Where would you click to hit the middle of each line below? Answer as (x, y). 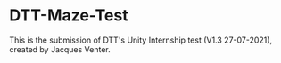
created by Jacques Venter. (60, 49)
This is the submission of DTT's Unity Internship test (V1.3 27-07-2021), (141, 40)
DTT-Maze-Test (69, 16)
